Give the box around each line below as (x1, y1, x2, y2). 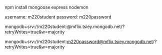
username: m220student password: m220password (4, 14, 112, 19)
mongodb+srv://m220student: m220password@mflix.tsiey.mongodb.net (4, 38, 153, 44)
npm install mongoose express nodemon (4, 4, 88, 10)
